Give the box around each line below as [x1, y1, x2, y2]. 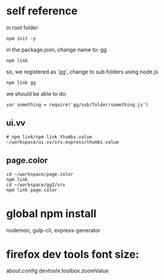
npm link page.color [6, 187, 58, 193]
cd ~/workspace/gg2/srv [6, 181, 66, 188]
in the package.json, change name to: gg [6, 46, 107, 53]
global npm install [6, 206, 97, 220]
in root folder [6, 24, 38, 31]
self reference [6, 4, 78, 18]
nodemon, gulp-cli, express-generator [6, 226, 101, 234]
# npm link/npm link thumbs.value [6, 133, 93, 140]
